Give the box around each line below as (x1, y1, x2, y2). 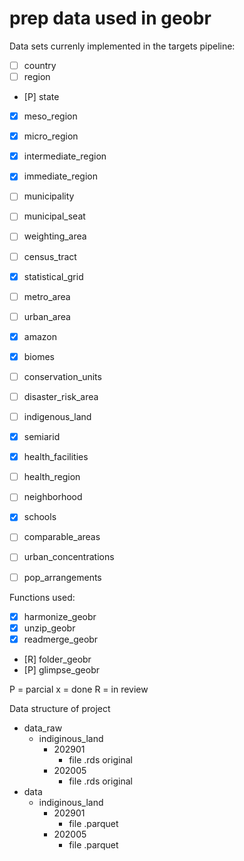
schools (23, 511, 57, 523)
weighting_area (23, 230, 87, 242)
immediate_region (23, 170, 98, 182)
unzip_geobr (23, 622, 76, 634)
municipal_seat (23, 210, 86, 222)
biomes (23, 350, 55, 362)
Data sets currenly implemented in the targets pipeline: (9, 40, 236, 52)
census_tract (23, 250, 77, 262)
